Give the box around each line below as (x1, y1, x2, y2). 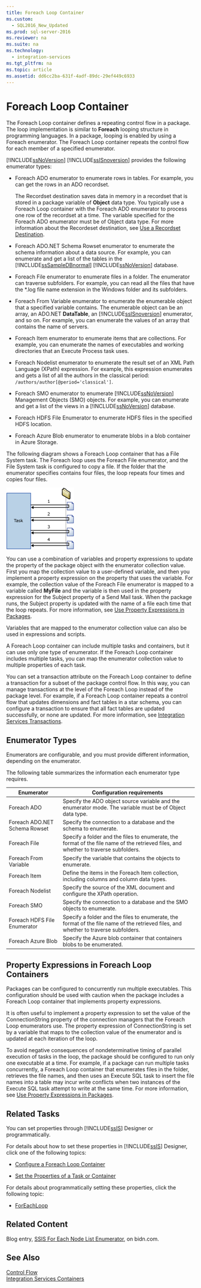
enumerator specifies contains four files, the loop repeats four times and (6, 469, 185, 477)
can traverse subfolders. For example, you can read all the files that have (14, 280, 195, 287)
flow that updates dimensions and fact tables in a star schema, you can (6, 699, 182, 706)
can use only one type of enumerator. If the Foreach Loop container (6, 649, 173, 656)
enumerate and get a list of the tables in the (14, 255, 123, 262)
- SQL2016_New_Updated (11, 22, 68, 28)
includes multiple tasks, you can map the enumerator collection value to (6, 655, 184, 663)
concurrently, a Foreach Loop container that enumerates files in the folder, (6, 1066, 190, 1073)
